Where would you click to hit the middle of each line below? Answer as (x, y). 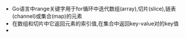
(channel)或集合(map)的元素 (47, 16)
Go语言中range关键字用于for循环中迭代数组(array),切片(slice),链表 (94, 9)
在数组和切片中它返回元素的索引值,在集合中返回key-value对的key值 (95, 23)
